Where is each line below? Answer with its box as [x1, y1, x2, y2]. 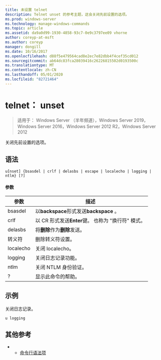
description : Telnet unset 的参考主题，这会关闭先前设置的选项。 [5, 12, 130, 17]
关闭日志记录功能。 [35, 254, 80, 261]
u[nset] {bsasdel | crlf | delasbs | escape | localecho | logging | [5, 169, 152, 174]
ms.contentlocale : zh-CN [5, 68, 56, 73]
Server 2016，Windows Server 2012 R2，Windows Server [37, 123, 156, 129]
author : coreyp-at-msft [5, 35, 54, 40]
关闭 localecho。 [35, 245, 74, 252]
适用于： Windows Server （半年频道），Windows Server [17, 117, 133, 123]
